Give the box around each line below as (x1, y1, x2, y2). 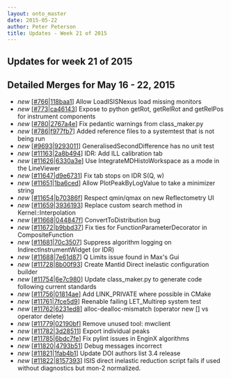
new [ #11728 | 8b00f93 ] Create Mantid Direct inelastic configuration (17, 261, 209, 269)
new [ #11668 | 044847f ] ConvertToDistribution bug (17, 216, 161, 224)
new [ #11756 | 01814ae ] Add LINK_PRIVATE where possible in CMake (17, 290, 212, 298)
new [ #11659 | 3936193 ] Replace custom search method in (17, 201, 182, 210)
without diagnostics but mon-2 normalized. (17, 364, 141, 373)
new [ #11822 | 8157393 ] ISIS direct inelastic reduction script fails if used (17, 357, 221, 365)
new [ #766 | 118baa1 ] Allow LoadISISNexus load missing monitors (17, 98, 202, 106)
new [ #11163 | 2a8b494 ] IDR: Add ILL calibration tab (17, 149, 164, 157)
